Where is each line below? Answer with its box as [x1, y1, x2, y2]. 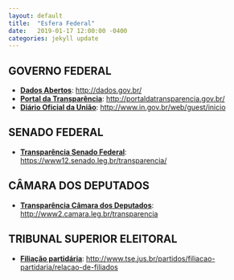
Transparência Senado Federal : [19, 146, 127, 157]
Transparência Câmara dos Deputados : [19, 200, 154, 210]
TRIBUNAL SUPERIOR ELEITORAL [8, 233, 178, 246]
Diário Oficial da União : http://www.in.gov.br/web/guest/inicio [19, 102, 227, 113]
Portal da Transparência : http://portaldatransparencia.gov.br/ [19, 94, 225, 104]
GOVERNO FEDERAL [8, 64, 112, 77]
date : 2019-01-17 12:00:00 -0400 [8, 27, 128, 35]
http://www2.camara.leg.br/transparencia [19, 208, 158, 218]
